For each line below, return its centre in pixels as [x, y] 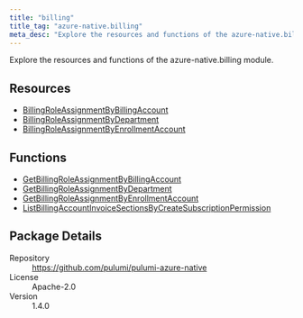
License [24, 277]
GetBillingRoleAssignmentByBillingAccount [102, 179]
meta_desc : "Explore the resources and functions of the [119, 34]
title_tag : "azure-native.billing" [76, 26]
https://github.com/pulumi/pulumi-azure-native [119, 268]
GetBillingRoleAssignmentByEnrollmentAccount [110, 198]
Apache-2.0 [54, 286]
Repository [29, 258]
